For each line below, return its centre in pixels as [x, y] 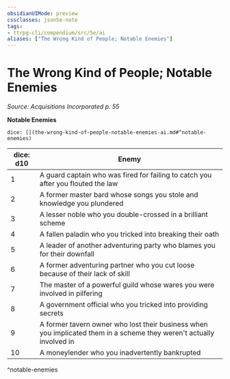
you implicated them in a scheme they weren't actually [127, 333]
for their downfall [67, 254]
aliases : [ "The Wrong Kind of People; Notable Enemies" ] [90, 39]
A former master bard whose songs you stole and [119, 195]
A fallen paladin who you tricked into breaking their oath [129, 234]
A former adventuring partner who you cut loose [117, 265]
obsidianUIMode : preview [42, 13]
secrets [51, 313]
